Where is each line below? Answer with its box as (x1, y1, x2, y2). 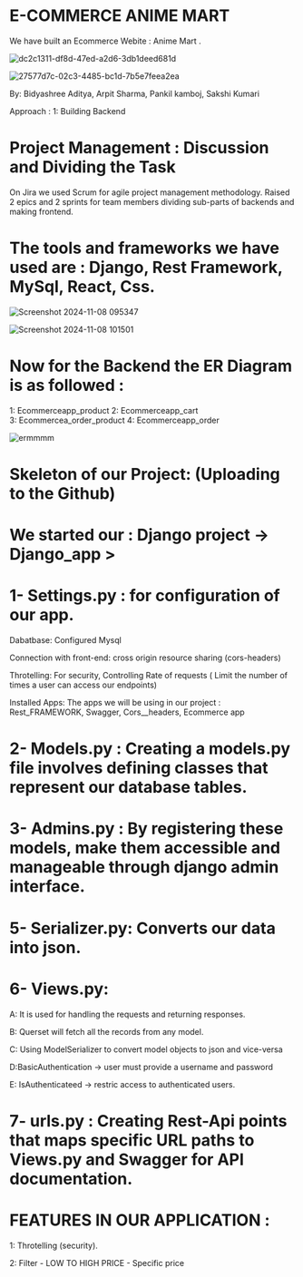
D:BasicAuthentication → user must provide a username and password (9, 1061, 274, 1072)
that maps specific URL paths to (9, 1130, 255, 1150)
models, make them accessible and (9, 838, 281, 858)
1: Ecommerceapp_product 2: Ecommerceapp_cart (9, 405, 199, 415)
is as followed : (9, 375, 124, 395)
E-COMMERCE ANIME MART (9, 5, 230, 26)
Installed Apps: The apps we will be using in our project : (9, 697, 221, 708)
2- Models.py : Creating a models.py (9, 738, 290, 759)
